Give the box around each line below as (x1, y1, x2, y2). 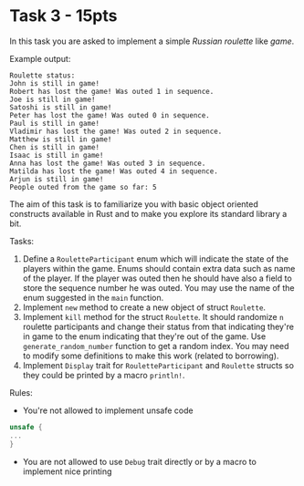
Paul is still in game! (9, 119, 100, 128)
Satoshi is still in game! (9, 102, 112, 112)
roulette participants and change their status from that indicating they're (22, 321, 295, 332)
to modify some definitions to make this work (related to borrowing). (22, 350, 279, 361)
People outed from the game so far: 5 (9, 182, 157, 191)
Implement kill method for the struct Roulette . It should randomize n (22, 311, 285, 322)
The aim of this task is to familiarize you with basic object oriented (9, 198, 258, 210)
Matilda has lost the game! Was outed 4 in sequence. (9, 166, 219, 176)
